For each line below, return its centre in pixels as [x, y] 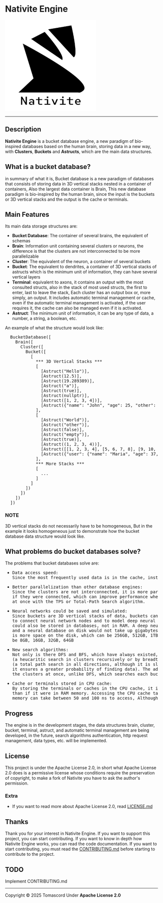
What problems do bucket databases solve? [73, 552]
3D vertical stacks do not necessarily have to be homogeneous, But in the [79, 526]
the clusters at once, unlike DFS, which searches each [80, 674]
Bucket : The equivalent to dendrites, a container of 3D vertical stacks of [84, 267]
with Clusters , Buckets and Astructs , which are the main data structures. [79, 151]
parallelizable [25, 256]
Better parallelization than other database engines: [77, 587]
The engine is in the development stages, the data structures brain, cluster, [80, 725]
